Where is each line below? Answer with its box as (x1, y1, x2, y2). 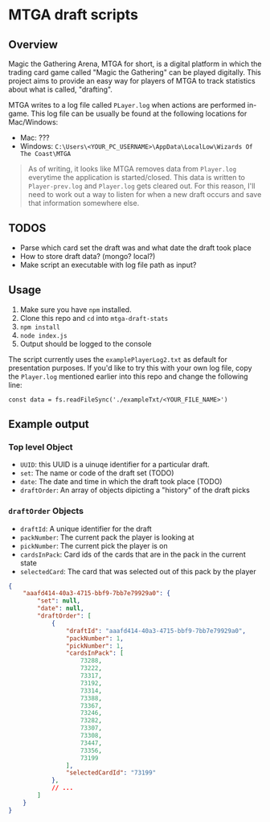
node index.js (19, 331, 67, 339)
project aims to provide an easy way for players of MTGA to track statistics (8, 76, 256, 85)
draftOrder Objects (8, 505, 84, 516)
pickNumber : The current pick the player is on (19, 540, 169, 550)
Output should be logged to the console (19, 339, 153, 348)
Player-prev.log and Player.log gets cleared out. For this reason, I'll (27, 181, 256, 191)
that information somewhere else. (27, 199, 140, 208)
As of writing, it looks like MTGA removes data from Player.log (27, 164, 237, 174)
